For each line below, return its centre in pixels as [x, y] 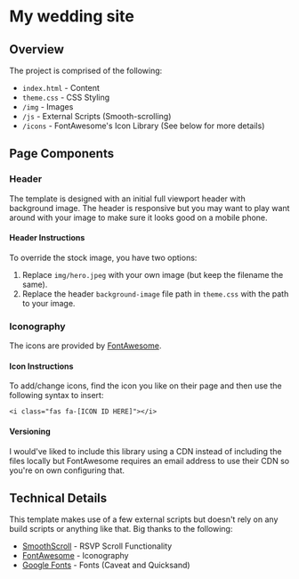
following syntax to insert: [57, 396]
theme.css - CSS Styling [66, 97]
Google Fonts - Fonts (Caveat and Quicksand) [106, 565]
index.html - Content [61, 88]
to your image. [48, 303]
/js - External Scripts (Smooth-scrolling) [97, 116]
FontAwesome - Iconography [75, 556]
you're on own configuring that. [67, 470]
